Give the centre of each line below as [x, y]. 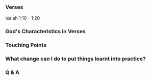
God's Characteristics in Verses [45, 32]
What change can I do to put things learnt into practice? [76, 59]
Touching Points [26, 45]
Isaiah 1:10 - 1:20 [23, 18]
